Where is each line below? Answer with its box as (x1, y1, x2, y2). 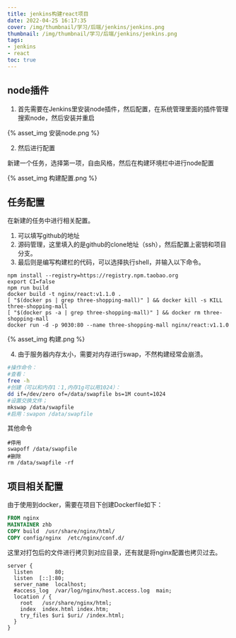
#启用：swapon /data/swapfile (7, 410, 93, 418)
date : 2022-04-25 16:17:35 (7, 17, 87, 24)
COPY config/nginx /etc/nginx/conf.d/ (7, 534, 125, 542)
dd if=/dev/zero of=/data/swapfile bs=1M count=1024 (7, 390, 166, 397)
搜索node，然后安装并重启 (17, 113, 95, 122)
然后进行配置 (17, 143, 55, 152)
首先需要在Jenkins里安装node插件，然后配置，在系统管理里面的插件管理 (17, 104, 229, 113)
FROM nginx (7, 515, 40, 522)
